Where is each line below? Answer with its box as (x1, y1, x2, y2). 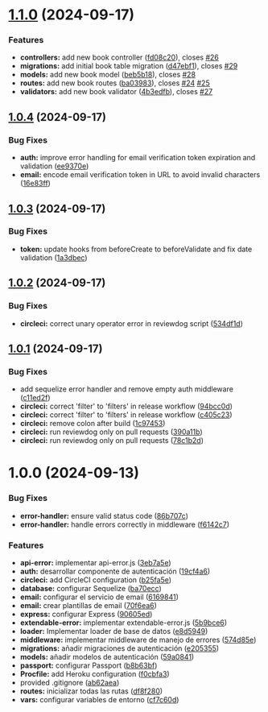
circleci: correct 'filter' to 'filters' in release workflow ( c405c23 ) (19, 410, 233, 420)
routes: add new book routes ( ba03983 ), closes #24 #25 (19, 78, 211, 88)
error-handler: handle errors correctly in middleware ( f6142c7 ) (19, 520, 229, 529)
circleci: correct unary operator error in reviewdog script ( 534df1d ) (19, 318, 244, 328)
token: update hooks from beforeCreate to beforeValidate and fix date (19, 244, 253, 254)
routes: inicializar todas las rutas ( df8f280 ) (19, 686, 163, 696)
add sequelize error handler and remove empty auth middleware (19, 384, 233, 394)
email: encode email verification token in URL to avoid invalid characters (19, 170, 261, 180)
